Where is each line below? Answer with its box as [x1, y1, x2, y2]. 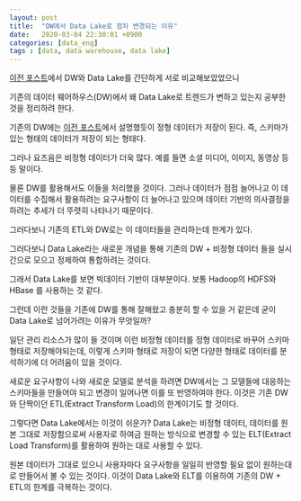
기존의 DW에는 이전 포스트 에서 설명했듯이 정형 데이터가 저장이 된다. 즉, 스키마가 [9, 122, 289, 133]
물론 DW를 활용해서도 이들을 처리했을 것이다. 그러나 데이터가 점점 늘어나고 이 [9, 183, 279, 193]
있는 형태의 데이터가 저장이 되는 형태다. [9, 133, 146, 144]
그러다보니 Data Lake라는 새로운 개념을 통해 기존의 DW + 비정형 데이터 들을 [9, 244, 276, 255]
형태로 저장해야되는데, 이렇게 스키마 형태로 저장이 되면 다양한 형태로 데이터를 [9, 345, 279, 356]
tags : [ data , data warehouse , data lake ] [9, 47, 171, 56]
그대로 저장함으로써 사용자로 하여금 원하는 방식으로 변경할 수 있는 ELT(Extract [18, 429, 292, 440]
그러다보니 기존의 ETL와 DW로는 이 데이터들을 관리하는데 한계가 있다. [9, 224, 253, 235]
